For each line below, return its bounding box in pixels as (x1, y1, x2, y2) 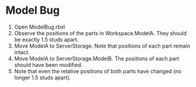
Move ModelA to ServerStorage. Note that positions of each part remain (14, 42, 191, 49)
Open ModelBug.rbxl (14, 23, 65, 30)
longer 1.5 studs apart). (14, 74, 71, 81)
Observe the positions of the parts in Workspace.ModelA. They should (14, 29, 187, 36)
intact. (14, 48, 30, 55)
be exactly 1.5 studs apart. (14, 36, 79, 43)
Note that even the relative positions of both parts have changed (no (14, 67, 182, 74)
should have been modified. (14, 61, 83, 69)
